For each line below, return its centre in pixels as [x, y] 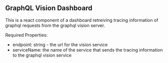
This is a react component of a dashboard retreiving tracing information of [82, 20]
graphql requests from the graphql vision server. [55, 25]
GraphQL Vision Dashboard [49, 8]
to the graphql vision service [42, 55]
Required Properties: [27, 35]
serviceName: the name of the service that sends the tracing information [88, 50]
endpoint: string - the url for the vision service [60, 45]
